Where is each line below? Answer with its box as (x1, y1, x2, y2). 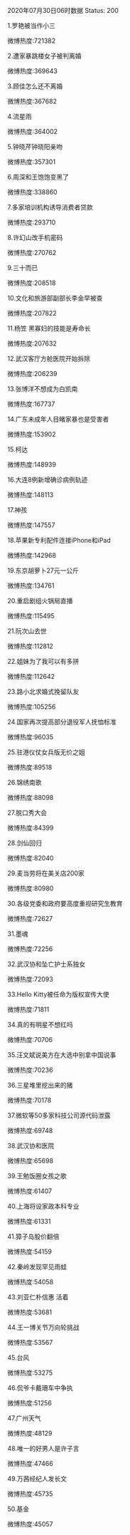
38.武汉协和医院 (7, 1142, 55, 1150)
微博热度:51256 (7, 1399, 52, 1407)
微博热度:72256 (7, 945, 53, 953)
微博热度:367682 (7, 97, 57, 105)
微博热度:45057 (7, 1520, 53, 1528)
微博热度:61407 (7, 1187, 52, 1195)
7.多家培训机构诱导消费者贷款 (7, 203, 94, 212)
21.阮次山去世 (7, 627, 48, 635)
